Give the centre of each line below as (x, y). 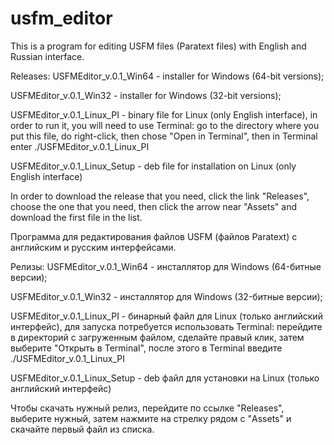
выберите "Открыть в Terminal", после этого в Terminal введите (146, 348)
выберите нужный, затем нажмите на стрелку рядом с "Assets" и (151, 418)
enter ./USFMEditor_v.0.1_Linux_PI (80, 146)
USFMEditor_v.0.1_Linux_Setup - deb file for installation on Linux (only (153, 166)
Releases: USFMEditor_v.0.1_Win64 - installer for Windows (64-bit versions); (167, 76)
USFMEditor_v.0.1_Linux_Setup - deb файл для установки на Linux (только (165, 378)
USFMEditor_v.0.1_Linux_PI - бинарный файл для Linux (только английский (166, 316)
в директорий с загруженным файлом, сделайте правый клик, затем (157, 337)
